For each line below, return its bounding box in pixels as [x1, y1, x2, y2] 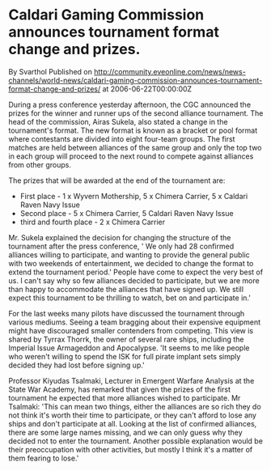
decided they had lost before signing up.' [8, 360, 146, 370]
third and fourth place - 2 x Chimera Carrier [19, 217, 166, 227]
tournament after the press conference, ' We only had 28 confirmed [8, 241, 235, 251]
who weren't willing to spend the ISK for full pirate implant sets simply [8, 351, 241, 361]
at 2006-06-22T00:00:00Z [102, 83, 193, 94]
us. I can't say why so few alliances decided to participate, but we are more [8, 275, 260, 285]
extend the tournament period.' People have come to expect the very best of [8, 267, 264, 277]
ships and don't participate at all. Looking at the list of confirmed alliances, [8, 418, 257, 428]
